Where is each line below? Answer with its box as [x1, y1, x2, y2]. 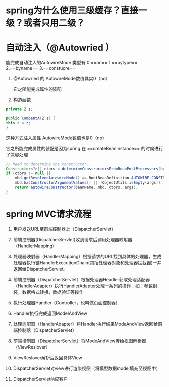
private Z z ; [6, 107, 33, 112]
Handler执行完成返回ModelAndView [13, 310, 87, 316]
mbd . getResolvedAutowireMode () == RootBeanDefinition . [15, 176, 132, 181]
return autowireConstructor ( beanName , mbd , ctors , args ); [15, 185, 138, 190]
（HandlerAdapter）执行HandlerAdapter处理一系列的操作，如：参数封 [13, 283, 157, 289]
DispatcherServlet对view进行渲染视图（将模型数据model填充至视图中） [13, 365, 161, 371]
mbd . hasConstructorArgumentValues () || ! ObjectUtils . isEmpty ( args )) [15, 180, 161, 185]
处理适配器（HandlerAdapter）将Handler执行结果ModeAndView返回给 [13, 321, 158, 327]
